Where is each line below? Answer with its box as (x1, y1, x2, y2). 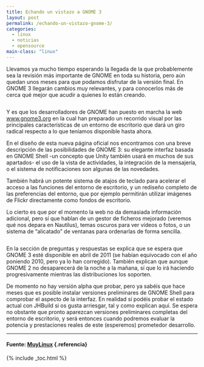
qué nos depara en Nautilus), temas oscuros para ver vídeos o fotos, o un (6, 221, 191, 228)
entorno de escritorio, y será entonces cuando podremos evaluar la (6, 315, 175, 322)
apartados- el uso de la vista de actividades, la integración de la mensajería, (6, 159, 197, 166)
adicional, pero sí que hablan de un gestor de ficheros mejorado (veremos (6, 214, 192, 222)
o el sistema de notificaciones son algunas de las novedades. (6, 165, 160, 172)
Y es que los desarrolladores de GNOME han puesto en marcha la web (6, 108, 183, 116)
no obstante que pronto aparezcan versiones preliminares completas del (6, 308, 188, 315)
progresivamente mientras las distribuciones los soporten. (6, 270, 152, 278)
